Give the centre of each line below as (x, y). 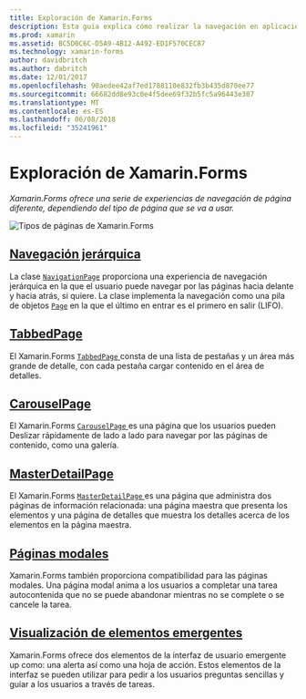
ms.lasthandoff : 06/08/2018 (63, 119)
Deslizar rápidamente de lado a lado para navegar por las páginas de (139, 436)
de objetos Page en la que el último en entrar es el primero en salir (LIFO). (147, 305)
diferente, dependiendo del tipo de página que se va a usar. (122, 208)
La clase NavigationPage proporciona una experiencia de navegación (138, 276)
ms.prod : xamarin (42, 35)
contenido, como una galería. (64, 445)
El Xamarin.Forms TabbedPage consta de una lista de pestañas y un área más (152, 355)
